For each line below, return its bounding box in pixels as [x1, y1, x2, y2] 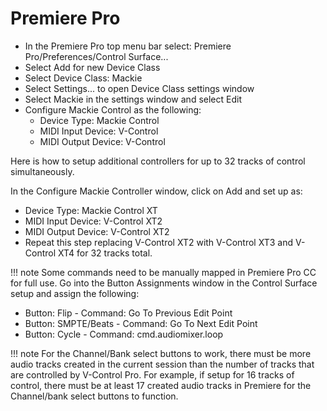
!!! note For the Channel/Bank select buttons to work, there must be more [10, 347, 312, 359]
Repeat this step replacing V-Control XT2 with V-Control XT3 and [24, 236, 294, 248]
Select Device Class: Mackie [24, 72, 143, 84]
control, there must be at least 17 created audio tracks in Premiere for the [10, 379, 312, 391]
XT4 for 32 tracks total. [58, 247, 153, 259]
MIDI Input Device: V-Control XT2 [24, 215, 163, 227]
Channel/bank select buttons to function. [10, 390, 179, 402]
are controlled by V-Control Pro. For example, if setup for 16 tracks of [10, 368, 295, 381]
